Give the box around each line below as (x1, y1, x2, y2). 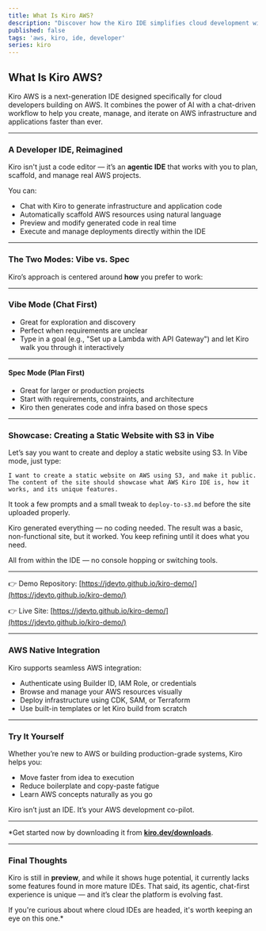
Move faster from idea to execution (19, 772, 135, 782)
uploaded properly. (8, 508, 70, 517)
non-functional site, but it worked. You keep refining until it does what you (8, 532, 249, 541)
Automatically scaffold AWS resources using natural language (19, 210, 222, 219)
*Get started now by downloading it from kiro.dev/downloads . (8, 827, 214, 837)
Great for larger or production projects (19, 386, 145, 395)
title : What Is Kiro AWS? (8, 11, 93, 20)
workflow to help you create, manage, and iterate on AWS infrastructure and (8, 108, 257, 117)
